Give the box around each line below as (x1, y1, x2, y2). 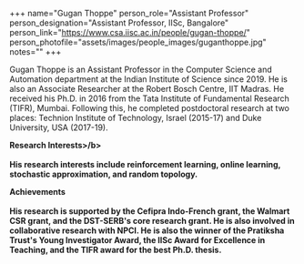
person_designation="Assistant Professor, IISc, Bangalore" (9, 17, 229, 28)
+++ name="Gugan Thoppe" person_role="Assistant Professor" (9, 8, 249, 18)
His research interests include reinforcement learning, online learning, (9, 159, 281, 169)
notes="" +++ (9, 46, 62, 57)
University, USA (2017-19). (9, 122, 109, 133)
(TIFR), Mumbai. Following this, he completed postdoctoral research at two (9, 103, 289, 113)
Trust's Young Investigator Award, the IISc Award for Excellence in (9, 235, 266, 245)
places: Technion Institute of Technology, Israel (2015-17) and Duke (9, 113, 262, 123)
